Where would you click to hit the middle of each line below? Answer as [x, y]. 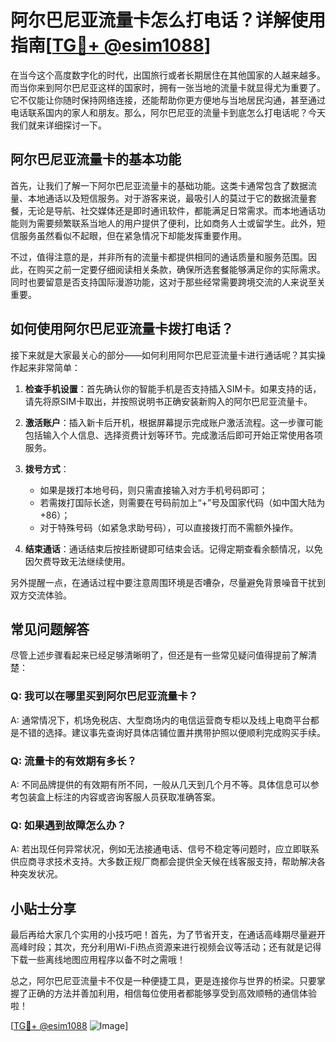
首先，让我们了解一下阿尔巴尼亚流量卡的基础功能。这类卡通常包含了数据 [159, 185]
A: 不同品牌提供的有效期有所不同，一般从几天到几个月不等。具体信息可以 [160, 784]
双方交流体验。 [41, 595]
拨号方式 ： [47, 468]
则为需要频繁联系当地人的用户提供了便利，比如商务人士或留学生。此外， [167, 223]
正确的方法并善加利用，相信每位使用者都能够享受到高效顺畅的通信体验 [172, 993]
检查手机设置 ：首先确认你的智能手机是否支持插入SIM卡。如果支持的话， [173, 388]
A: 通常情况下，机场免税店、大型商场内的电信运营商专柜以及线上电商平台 [160, 720]
